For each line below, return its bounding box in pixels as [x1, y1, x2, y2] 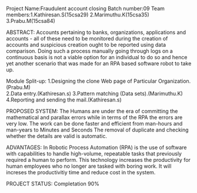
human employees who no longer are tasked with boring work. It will [6, 162, 172, 170]
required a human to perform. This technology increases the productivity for [6, 157, 191, 163]
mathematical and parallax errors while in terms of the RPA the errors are [6, 114, 183, 121]
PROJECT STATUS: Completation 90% [6, 180, 100, 187]
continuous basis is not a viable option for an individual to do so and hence [6, 54, 188, 60]
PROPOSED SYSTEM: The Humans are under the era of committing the [6, 108, 178, 114]
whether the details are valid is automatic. [6, 133, 108, 140]
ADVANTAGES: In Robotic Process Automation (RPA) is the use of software [6, 144, 187, 151]
